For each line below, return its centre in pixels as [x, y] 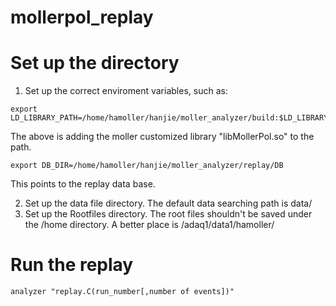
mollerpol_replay [82, 17]
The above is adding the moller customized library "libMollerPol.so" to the [162, 137]
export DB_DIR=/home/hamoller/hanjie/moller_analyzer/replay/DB [147, 166]
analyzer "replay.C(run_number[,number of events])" [122, 292]
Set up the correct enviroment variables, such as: [126, 91]
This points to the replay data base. [83, 184]
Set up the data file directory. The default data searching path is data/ [168, 203]
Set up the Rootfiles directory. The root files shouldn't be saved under [168, 214]
